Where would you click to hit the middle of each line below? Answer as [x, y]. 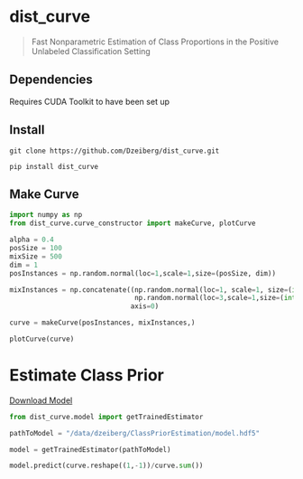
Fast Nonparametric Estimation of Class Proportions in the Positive [155, 42]
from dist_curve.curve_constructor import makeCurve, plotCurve [133, 223]
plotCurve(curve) [42, 339]
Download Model [41, 400]
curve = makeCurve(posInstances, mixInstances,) [102, 323]
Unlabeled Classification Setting [91, 51]
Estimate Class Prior [87, 376]
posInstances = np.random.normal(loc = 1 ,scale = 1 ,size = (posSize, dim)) [143, 273]
